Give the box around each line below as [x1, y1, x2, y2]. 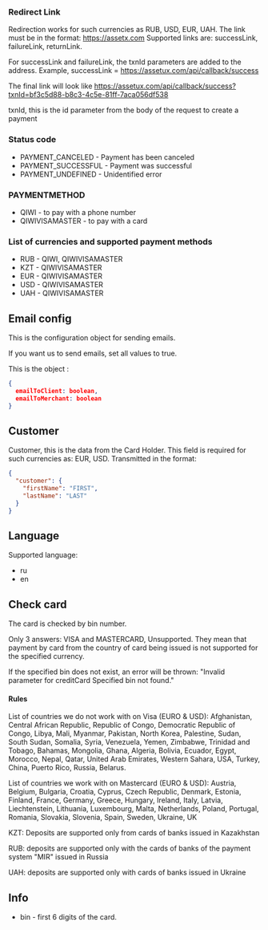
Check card [8, 597, 67, 611]
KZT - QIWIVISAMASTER [19, 263, 102, 273]
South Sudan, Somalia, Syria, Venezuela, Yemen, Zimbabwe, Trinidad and [8, 737, 250, 747]
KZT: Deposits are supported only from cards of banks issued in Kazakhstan [8, 828, 260, 838]
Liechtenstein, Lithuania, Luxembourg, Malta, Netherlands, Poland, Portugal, [8, 804, 259, 814]
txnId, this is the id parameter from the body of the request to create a [8, 105, 239, 115]
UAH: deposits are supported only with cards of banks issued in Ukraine [8, 867, 246, 877]
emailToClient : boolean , [15, 387, 98, 395]
